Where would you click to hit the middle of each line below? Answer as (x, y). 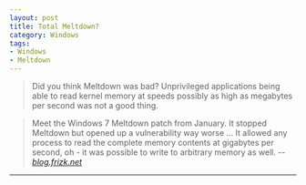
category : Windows (44, 35)
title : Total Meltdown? (55, 26)
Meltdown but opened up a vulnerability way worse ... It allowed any (159, 133)
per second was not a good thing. (95, 105)
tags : (20, 43)
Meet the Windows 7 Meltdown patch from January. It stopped (149, 123)
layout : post (34, 18)
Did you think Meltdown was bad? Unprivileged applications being (156, 86)
